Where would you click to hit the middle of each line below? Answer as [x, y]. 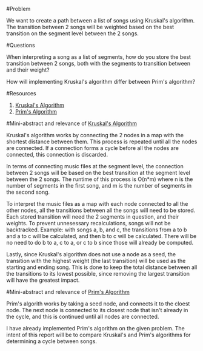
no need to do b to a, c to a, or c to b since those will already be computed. [100, 243]
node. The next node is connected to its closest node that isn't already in [97, 310]
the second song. [28, 192]
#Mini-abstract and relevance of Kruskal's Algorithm [72, 123]
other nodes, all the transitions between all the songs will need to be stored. [101, 210]
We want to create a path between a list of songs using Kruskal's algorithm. [101, 20]
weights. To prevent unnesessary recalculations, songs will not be [88, 223]
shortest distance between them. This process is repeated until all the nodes [102, 141]
